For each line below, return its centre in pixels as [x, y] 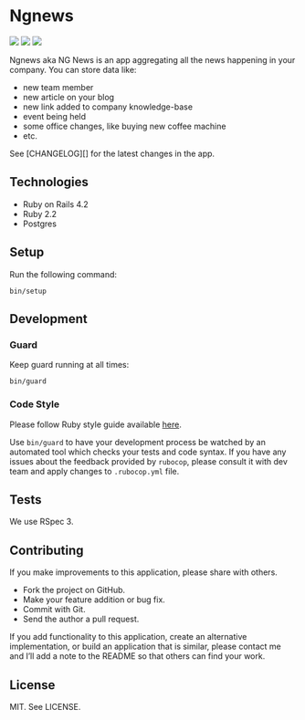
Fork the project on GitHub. [74, 590]
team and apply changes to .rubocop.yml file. [95, 471]
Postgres [40, 224]
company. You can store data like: [73, 69]
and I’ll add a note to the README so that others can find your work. [137, 656]
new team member [58, 87]
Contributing [47, 550]
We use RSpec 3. [42, 522]
